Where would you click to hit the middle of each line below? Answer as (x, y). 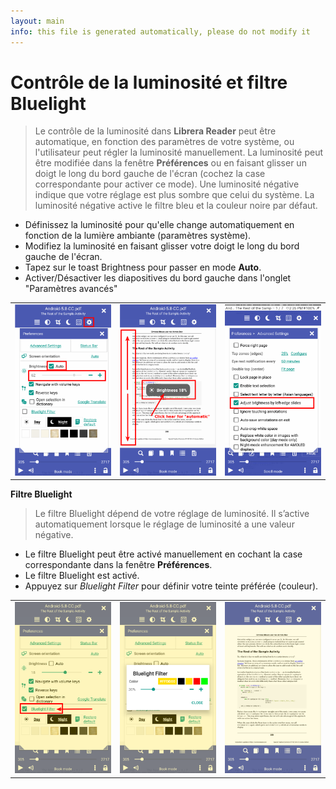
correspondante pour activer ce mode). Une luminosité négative (167, 184)
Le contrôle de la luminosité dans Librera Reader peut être (155, 131)
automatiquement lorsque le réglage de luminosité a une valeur (164, 524)
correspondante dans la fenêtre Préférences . (118, 565)
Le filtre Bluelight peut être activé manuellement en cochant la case (163, 554)
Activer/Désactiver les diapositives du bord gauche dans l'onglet (158, 278)
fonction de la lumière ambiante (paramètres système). (138, 236)
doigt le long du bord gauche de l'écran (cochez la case (150, 174)
